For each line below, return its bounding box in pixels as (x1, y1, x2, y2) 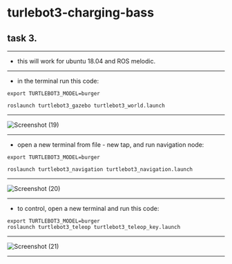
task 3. (7, 32, 38, 44)
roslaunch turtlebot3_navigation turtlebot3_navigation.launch (7, 166, 193, 173)
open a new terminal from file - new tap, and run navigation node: (17, 141, 204, 149)
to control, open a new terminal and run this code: (17, 205, 159, 212)
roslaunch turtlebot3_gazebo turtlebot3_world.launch (7, 102, 166, 109)
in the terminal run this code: (17, 77, 99, 85)
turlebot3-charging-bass (7, 5, 154, 21)
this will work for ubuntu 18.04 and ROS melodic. (17, 57, 156, 65)
